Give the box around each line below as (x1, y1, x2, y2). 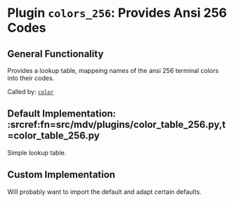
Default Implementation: (7, 107, 117, 120)
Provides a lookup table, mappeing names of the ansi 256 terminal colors (7, 67, 219, 74)
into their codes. (7, 74, 55, 82)
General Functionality (7, 48, 104, 60)
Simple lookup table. (7, 148, 67, 157)
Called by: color (7, 88, 54, 96)
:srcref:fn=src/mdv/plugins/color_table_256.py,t (7, 119, 226, 131)
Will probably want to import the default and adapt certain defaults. (7, 188, 202, 196)
